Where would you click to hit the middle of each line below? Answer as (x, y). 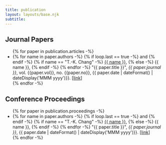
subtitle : (15, 19)
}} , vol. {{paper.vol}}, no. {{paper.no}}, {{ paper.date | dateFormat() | (83, 72)
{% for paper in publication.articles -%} (53, 51)
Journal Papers (29, 39)
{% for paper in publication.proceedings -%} (58, 111)
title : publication (25, 10)
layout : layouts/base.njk (32, 14)
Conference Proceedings (45, 99)
